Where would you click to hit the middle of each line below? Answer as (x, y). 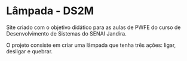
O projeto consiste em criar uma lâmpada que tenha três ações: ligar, (91, 45)
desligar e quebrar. (29, 51)
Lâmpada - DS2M (50, 11)
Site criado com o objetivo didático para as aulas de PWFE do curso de (93, 27)
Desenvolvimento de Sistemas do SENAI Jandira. (67, 33)
